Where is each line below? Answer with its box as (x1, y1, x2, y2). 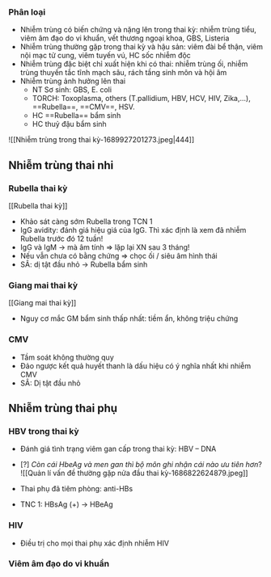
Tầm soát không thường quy (19, 352, 115, 362)
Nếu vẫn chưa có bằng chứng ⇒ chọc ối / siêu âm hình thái (19, 251, 218, 260)
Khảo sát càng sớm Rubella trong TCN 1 (19, 217, 153, 226)
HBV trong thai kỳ (8, 425, 79, 436)
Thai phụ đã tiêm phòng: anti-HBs (19, 484, 133, 494)
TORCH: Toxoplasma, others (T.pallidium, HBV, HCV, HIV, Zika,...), (32, 94, 251, 103)
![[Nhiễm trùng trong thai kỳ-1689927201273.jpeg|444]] (8, 135, 195, 145)
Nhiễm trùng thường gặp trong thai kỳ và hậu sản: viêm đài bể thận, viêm (19, 42, 263, 52)
